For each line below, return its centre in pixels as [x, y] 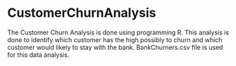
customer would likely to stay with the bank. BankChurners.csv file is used [115, 47]
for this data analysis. [38, 55]
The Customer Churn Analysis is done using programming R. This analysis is [118, 32]
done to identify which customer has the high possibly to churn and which [115, 39]
